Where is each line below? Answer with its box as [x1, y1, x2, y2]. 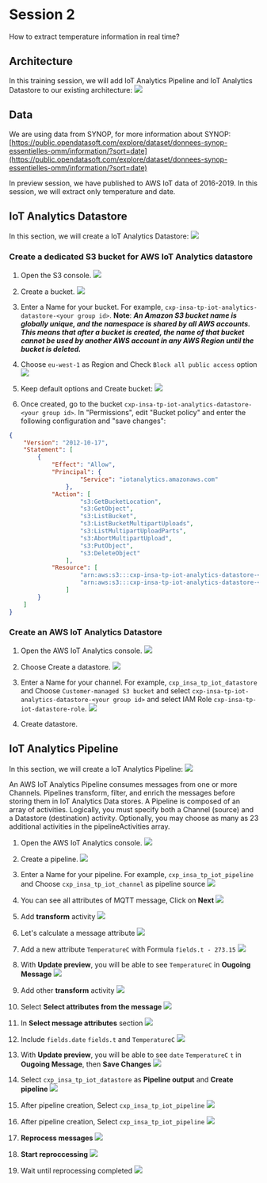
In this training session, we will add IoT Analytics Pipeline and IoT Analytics [9, 75, 253, 85]
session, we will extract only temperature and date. [9, 186, 176, 196]
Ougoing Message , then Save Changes [20, 1059, 151, 1069]
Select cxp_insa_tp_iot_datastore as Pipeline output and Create [20, 1074, 234, 1084]
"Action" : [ [51, 490, 91, 498]
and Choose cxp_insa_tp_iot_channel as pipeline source [20, 879, 206, 888]
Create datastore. [20, 719, 78, 728]
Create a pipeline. [20, 854, 78, 864]
